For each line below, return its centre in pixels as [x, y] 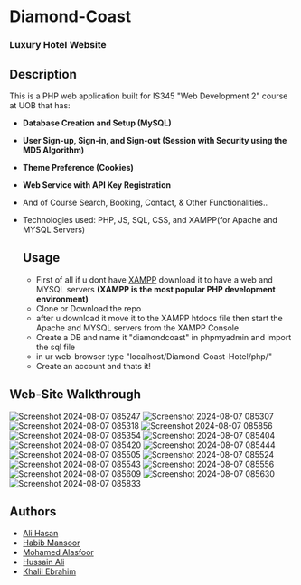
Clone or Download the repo [89, 308]
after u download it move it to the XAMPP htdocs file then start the [159, 318]
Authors [33, 511]
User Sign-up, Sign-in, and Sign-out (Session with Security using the [155, 140]
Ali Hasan [40, 534]
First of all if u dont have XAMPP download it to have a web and [154, 279]
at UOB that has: [40, 105]
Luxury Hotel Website [58, 45]
